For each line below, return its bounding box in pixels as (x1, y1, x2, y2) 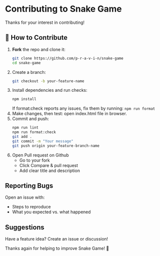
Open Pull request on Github (12, 152, 69, 158)
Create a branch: (12, 69, 46, 75)
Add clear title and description (19, 168, 80, 173)
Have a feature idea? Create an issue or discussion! (5, 236, 108, 242)
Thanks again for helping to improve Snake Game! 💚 (5, 245, 109, 251)
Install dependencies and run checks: (12, 87, 88, 93)
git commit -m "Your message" (12, 138, 74, 144)
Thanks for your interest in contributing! (5, 19, 85, 25)
